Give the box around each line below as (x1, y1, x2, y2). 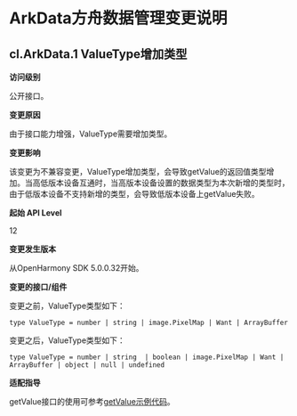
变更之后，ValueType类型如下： (9, 335, 126, 346)
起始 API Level (9, 208, 62, 218)
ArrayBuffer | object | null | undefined (9, 361, 165, 370)
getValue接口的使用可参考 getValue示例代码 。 (9, 396, 175, 406)
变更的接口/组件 (9, 281, 68, 292)
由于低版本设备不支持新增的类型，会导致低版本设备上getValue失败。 (9, 189, 260, 199)
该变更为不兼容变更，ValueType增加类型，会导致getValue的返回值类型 (9, 167, 267, 176)
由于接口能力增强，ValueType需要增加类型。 (9, 128, 173, 139)
